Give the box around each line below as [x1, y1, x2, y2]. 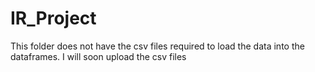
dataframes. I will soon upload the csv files [10, 50, 187, 62]
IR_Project [10, 7, 97, 30]
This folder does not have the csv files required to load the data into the [10, 40, 305, 52]
